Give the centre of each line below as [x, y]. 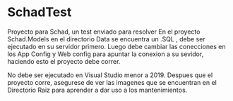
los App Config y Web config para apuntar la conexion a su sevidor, [106, 54]
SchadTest [40, 12]
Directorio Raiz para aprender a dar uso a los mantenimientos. [97, 90]
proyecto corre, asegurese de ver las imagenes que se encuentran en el [112, 82]
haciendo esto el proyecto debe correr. [64, 61]
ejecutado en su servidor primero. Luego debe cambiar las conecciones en [116, 46]
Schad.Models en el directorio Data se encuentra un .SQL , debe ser [107, 39]
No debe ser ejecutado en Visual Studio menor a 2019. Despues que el [110, 75]
